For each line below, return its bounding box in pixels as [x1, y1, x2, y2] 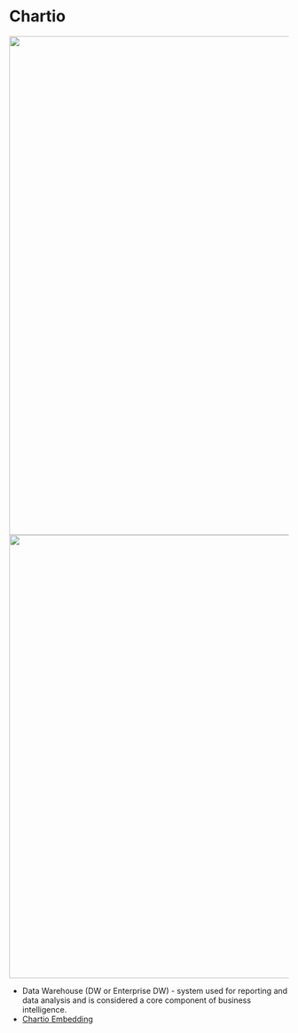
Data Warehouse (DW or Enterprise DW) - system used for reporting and [21, 985, 288, 996]
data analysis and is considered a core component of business [21, 995, 251, 1006]
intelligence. [21, 1004, 67, 1014]
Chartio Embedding [21, 1013, 93, 1024]
